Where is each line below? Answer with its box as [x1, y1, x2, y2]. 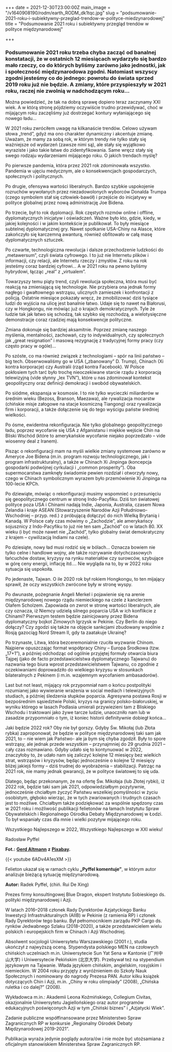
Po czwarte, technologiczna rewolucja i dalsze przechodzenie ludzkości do [5, 247, 164, 253]
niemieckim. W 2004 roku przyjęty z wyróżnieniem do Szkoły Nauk [5, 968, 147, 974]
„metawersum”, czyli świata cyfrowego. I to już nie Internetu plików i [5, 252, 149, 259]
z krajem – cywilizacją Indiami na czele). [5, 534, 90, 541]
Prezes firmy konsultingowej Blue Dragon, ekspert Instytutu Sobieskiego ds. [5, 891, 166, 898]
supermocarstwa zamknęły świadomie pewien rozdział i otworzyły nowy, [5, 470, 160, 476]
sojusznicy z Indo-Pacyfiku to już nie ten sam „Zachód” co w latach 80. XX [5, 523, 163, 530]
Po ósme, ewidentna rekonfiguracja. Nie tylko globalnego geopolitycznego [5, 422, 163, 428]
